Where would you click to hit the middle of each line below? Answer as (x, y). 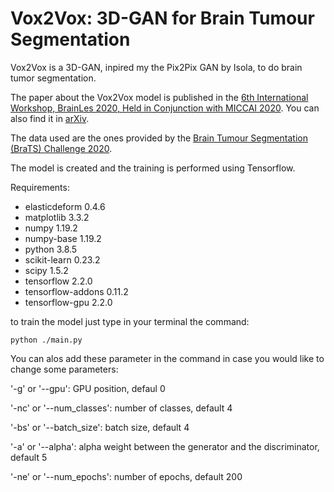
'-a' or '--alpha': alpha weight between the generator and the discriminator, (165, 446)
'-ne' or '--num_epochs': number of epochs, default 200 (126, 476)
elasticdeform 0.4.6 (65, 206)
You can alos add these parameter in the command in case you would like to (167, 358)
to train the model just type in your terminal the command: (130, 321)
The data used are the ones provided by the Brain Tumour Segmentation (159, 138)
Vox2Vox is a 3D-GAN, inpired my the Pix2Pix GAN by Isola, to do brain (156, 67)
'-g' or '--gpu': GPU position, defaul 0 (88, 388)
